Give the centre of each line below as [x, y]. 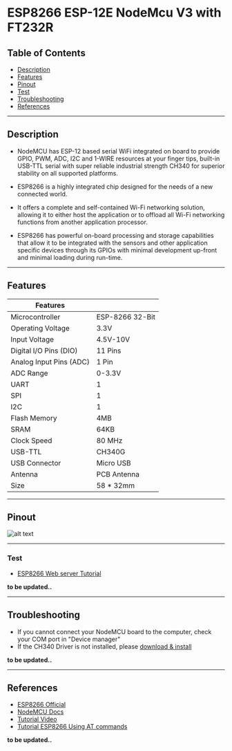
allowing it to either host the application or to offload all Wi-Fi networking [121, 214]
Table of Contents [47, 53]
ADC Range [29, 373]
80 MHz [109, 441]
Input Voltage [32, 339]
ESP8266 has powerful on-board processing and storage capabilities [115, 235]
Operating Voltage [40, 328]
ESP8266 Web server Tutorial [59, 573]
